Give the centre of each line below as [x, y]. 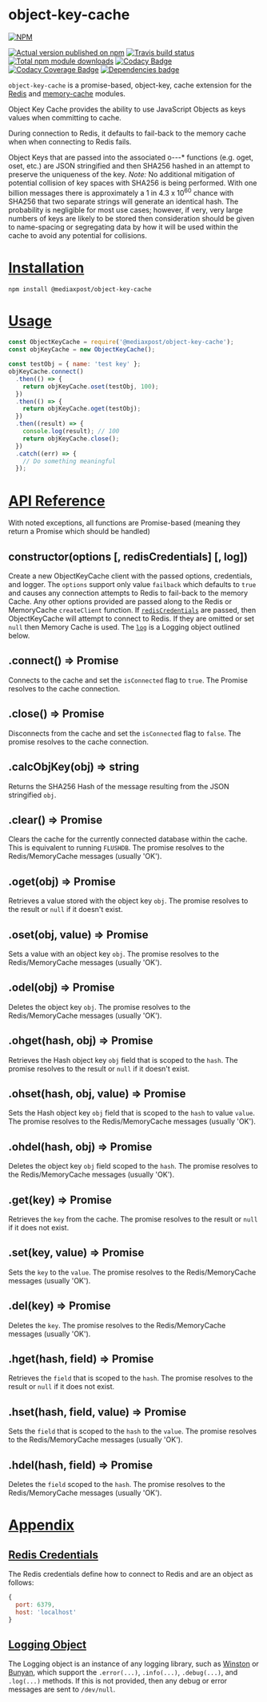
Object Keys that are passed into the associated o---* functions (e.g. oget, [131, 157]
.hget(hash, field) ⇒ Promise [81, 1359]
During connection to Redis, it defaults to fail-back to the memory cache [127, 133]
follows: [21, 1582]
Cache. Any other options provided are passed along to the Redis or [120, 602]
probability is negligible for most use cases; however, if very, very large [126, 209]
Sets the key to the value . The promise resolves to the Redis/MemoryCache [132, 1272]
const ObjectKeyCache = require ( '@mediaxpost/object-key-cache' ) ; [121, 342]
